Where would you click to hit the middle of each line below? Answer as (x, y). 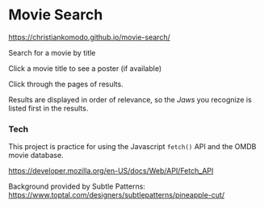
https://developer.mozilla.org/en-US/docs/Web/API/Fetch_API (111, 171)
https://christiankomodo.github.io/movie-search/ (90, 37)
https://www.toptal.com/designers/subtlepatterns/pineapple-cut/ (116, 195)
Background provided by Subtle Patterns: (77, 186)
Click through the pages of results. (66, 84)
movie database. (36, 156)
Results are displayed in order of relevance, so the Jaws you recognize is (130, 99)
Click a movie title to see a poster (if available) (85, 68)
